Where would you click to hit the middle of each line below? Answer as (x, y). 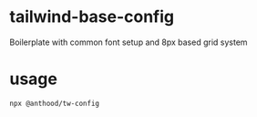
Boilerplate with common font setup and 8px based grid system (128, 42)
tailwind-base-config (92, 17)
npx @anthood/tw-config (55, 103)
